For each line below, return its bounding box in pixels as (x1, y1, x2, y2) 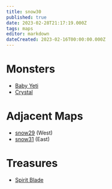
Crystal (14, 88, 33, 96)
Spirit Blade (14, 176, 44, 183)
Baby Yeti (14, 82, 39, 89)
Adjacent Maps (6, 109, 83, 123)
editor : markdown (6, 31, 50, 37)
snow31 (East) (14, 135, 50, 142)
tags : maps (6, 25, 34, 32)
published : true (6, 14, 47, 20)
